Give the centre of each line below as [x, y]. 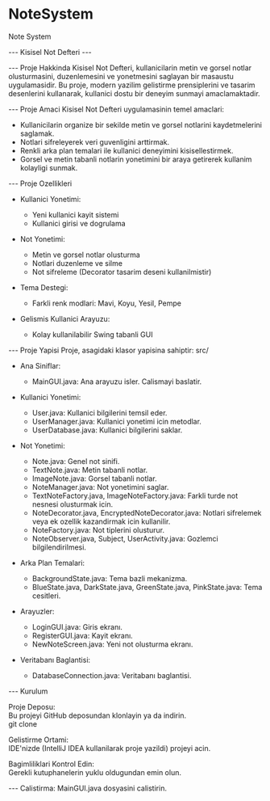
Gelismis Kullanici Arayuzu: [65, 318]
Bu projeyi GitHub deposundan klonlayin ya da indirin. [98, 715]
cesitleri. [46, 596]
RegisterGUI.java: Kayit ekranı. [82, 635]
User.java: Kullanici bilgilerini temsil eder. [100, 412]
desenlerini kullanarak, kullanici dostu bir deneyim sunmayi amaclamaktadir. [134, 93]
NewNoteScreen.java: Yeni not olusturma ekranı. [112, 644]
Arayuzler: [37, 611]
